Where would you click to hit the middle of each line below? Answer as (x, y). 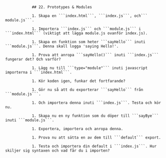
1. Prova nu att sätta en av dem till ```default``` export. (96, 138)
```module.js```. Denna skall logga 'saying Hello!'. (62, 46)
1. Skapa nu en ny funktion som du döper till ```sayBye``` (95, 116)
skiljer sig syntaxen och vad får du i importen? (58, 151)
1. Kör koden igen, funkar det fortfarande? (79, 81)
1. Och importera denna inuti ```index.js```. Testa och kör (96, 103)
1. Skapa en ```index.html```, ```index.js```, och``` (90, 16)
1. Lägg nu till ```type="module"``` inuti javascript (90, 68)
